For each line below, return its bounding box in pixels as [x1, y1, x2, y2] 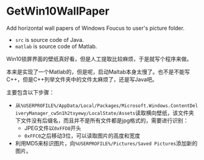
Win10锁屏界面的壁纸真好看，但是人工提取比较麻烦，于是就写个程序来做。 [6, 55, 192, 62]
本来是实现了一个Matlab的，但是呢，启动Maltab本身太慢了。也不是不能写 [6, 68, 191, 75]
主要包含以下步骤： [6, 88, 55, 96]
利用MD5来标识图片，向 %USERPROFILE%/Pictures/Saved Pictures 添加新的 [15, 139, 198, 147]
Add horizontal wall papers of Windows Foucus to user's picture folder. [6, 24, 185, 32]
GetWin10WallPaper [6, 4, 110, 18]
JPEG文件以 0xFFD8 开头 [24, 124, 82, 131]
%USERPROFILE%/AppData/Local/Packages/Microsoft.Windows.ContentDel [20, 102, 199, 109]
